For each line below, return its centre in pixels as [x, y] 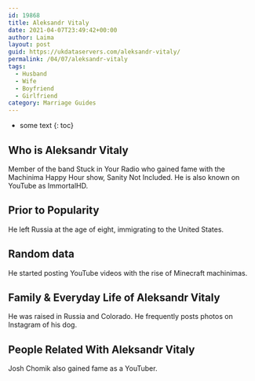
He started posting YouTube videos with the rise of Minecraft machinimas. [128, 273]
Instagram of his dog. [42, 325]
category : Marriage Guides [52, 103]
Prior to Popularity [54, 210]
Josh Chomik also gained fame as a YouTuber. [83, 368]
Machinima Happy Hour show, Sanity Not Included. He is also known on [124, 177]
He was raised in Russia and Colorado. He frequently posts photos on [120, 317]
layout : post [29, 45]
